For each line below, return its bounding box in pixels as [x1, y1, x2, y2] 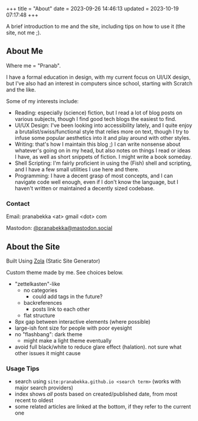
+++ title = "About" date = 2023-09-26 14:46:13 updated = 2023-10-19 [6, 5, 179, 12]
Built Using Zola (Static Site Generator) [6, 257, 100, 264]
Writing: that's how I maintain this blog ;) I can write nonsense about [14, 141, 181, 148]
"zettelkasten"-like [14, 280, 60, 287]
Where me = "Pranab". [6, 62, 61, 69]
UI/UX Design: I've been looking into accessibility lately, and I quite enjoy [14, 122, 193, 129]
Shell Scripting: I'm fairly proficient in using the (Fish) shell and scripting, [14, 160, 192, 167]
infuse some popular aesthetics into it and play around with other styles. [14, 134, 191, 141]
